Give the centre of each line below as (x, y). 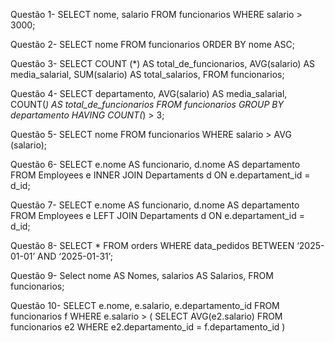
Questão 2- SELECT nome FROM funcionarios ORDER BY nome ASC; (152, 44)
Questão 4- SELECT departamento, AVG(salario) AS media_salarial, (149, 93)
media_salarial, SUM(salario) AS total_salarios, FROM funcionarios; (147, 74)
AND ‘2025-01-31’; (75, 256)
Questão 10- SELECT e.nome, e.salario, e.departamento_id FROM (145, 305)
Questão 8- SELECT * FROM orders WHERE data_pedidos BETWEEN (152, 245)
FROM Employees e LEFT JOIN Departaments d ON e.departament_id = (157, 215)
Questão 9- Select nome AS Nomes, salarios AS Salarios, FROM (142, 275)
